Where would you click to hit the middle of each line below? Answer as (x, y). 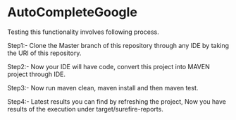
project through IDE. (36, 74)
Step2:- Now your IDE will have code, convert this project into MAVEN (108, 66)
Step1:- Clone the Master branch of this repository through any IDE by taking (118, 45)
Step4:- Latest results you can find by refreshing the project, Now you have (117, 101)
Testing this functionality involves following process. (83, 32)
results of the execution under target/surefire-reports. (85, 109)
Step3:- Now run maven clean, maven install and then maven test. (103, 88)
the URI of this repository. (44, 53)
